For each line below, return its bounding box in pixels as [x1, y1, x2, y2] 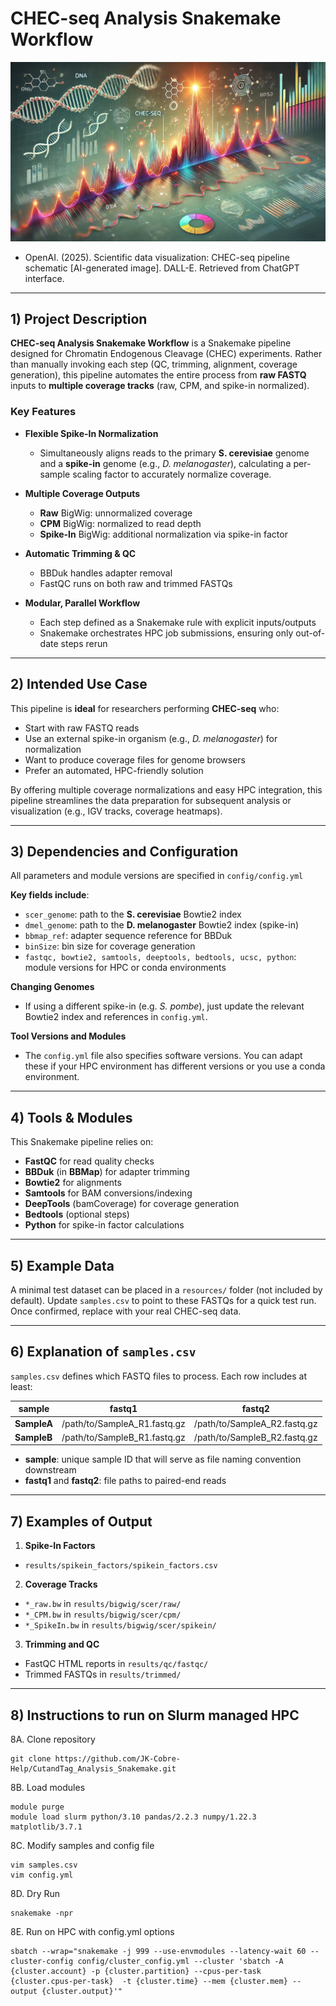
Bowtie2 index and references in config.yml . [24, 1011, 208, 1023]
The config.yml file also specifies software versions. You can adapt [24, 1050, 303, 1062]
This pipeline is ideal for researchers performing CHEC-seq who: [10, 702, 280, 714]
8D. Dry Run [10, 1887, 61, 1899]
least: [10, 1380, 33, 1392]
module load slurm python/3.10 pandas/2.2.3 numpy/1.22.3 [10, 1812, 257, 1822]
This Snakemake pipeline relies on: [10, 1136, 154, 1148]
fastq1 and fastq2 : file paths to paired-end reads [24, 1475, 227, 1487]
